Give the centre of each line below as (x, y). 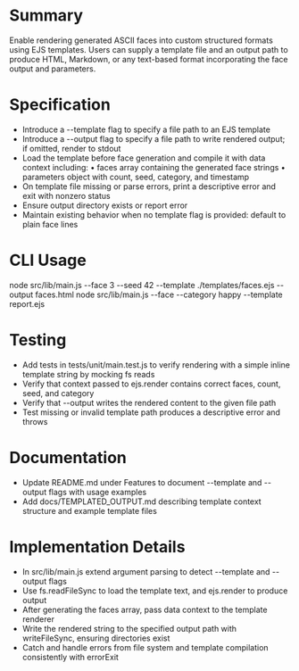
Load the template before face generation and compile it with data (144, 158)
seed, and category (58, 393)
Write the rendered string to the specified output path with (129, 628)
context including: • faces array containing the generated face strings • (154, 167)
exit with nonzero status (66, 195)
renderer (38, 619)
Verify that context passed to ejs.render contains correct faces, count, (151, 384)
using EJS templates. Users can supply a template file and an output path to (149, 49)
